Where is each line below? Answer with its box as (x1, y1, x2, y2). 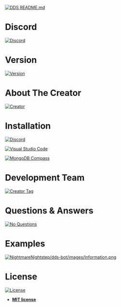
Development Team (5, 172, 85, 183)
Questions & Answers (5, 205, 94, 216)
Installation (5, 121, 51, 131)
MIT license (12, 296, 36, 302)
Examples (5, 238, 45, 249)
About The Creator (5, 88, 81, 99)
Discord (5, 22, 37, 32)
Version (5, 55, 37, 65)
